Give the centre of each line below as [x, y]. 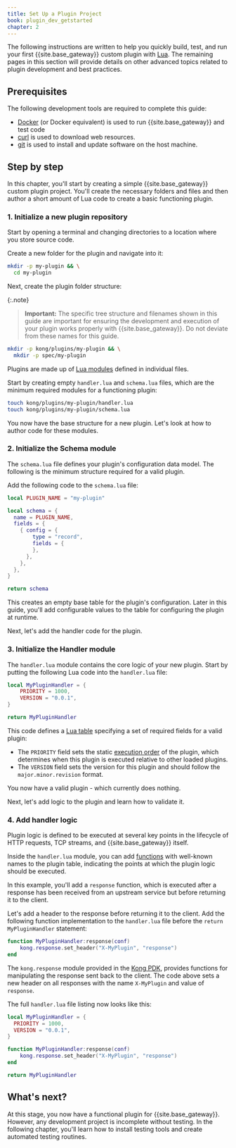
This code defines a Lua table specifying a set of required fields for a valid [115, 730]
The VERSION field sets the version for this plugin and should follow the [119, 767]
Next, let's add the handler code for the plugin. [75, 631]
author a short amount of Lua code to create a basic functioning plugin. [111, 199]
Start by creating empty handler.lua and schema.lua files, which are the [111, 382]
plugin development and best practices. [65, 69]
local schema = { [33, 511]
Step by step [35, 167]
